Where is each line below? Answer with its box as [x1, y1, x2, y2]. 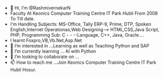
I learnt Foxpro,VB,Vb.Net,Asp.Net [10, 37, 83, 43]
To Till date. [10, 16, 35, 21]
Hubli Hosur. [10, 67, 37, 72]
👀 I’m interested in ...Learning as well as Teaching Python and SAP [10, 43, 149, 48]
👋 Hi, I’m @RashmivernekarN [10, 5, 71, 11]
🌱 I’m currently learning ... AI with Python [10, 48, 96, 54]
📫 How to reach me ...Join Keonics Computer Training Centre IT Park [10, 59, 156, 65]
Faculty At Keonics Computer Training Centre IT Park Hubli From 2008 [10, 10, 158, 16]
